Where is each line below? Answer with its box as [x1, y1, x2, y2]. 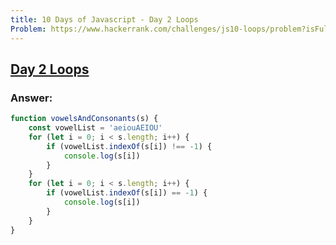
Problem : [10, 24, 47, 34]
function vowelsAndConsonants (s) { [10, 114, 159, 124]
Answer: [10, 91, 53, 105]
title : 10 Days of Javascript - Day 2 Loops [10, 14, 199, 25]
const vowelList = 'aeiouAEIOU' [28, 123, 163, 133]
